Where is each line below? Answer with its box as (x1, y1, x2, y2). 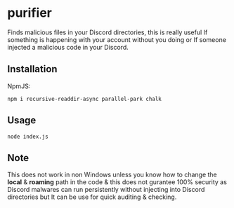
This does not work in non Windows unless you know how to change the (7, 170, 218, 179)
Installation (7, 63, 58, 75)
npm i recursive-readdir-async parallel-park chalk (7, 95, 162, 102)
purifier (7, 5, 53, 21)
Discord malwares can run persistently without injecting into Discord (7, 186, 205, 194)
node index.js (7, 133, 49, 140)
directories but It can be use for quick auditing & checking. (7, 193, 177, 201)
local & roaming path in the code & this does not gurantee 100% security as (7, 178, 227, 186)
